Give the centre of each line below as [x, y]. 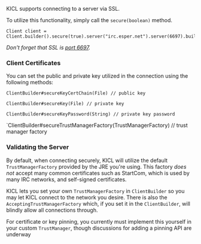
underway [19, 234]
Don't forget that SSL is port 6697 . [48, 48]
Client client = [26, 31]
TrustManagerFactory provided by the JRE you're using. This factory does [96, 166]
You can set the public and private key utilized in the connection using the [97, 76]
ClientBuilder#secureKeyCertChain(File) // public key [76, 93]
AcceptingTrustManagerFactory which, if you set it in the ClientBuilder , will [98, 203]
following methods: [30, 83]
